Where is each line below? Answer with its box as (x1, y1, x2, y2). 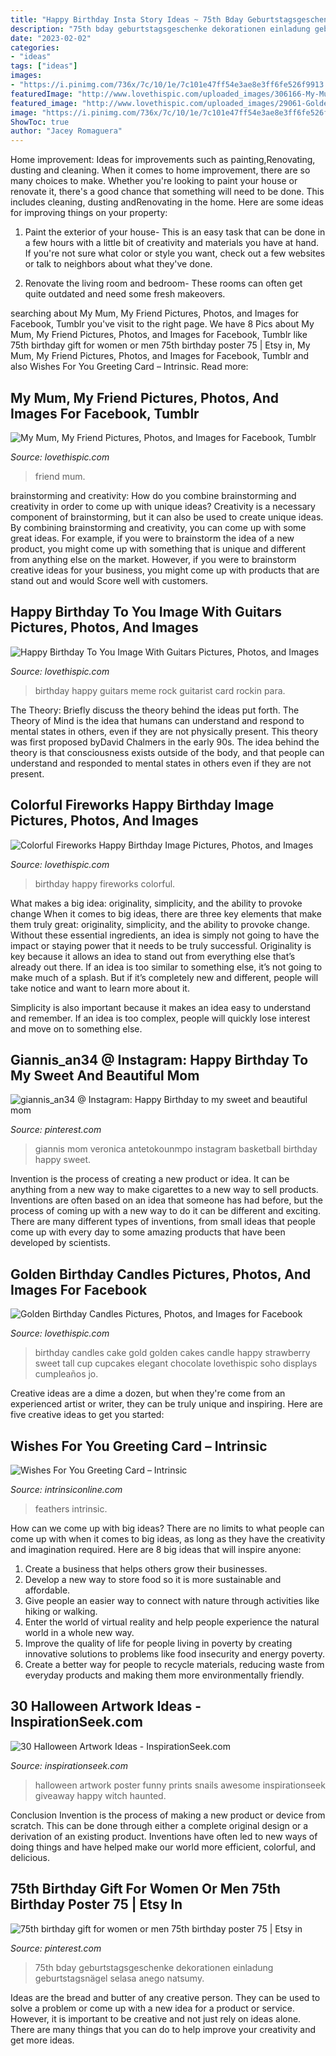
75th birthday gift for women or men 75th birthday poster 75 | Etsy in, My (10, 339, 311, 351)
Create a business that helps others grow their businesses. (24, 1563, 268, 1575)
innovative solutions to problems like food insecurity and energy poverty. (24, 1648, 326, 1660)
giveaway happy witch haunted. (34, 1789, 167, 1801)
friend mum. (34, 470, 86, 482)
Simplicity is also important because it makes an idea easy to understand (10, 1001, 312, 1013)
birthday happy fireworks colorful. (34, 877, 176, 890)
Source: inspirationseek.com (10, 1759, 128, 1771)
